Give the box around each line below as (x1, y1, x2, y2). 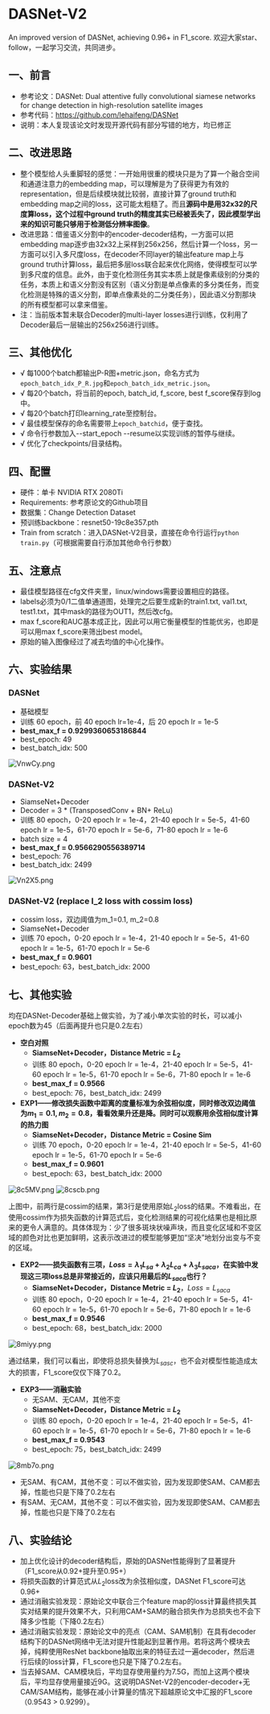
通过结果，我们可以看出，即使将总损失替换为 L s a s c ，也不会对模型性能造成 (8, 1356, 252, 1367)
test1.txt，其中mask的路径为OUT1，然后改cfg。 (19, 607, 178, 616)
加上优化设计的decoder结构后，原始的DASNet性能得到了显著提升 (19, 1556, 236, 1566)
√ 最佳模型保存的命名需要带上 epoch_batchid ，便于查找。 (19, 419, 207, 428)
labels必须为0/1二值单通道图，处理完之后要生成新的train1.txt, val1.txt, (19, 597, 247, 606)
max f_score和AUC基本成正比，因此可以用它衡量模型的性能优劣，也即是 (19, 617, 259, 626)
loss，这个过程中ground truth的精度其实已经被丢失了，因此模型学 (34, 209, 254, 218)
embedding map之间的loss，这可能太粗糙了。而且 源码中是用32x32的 (19, 199, 251, 209)
